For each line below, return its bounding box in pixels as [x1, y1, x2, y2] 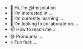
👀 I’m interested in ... [10, 10, 53, 16]
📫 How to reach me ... [10, 26, 57, 32]
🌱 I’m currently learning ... [10, 15, 64, 21]
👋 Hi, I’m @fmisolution [10, 5, 56, 10]
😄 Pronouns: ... [10, 33, 43, 39]
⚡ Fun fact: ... [10, 39, 38, 45]
